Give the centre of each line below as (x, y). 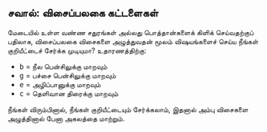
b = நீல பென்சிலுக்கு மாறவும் (63, 66)
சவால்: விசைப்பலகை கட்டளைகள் (83, 13)
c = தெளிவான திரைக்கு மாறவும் (69, 93)
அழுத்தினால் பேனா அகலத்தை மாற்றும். (66, 118)
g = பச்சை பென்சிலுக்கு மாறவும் (68, 75)
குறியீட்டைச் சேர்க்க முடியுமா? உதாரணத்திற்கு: (77, 50)
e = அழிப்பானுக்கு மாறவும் (60, 84)
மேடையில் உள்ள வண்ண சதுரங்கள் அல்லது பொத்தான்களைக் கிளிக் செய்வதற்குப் (131, 32)
